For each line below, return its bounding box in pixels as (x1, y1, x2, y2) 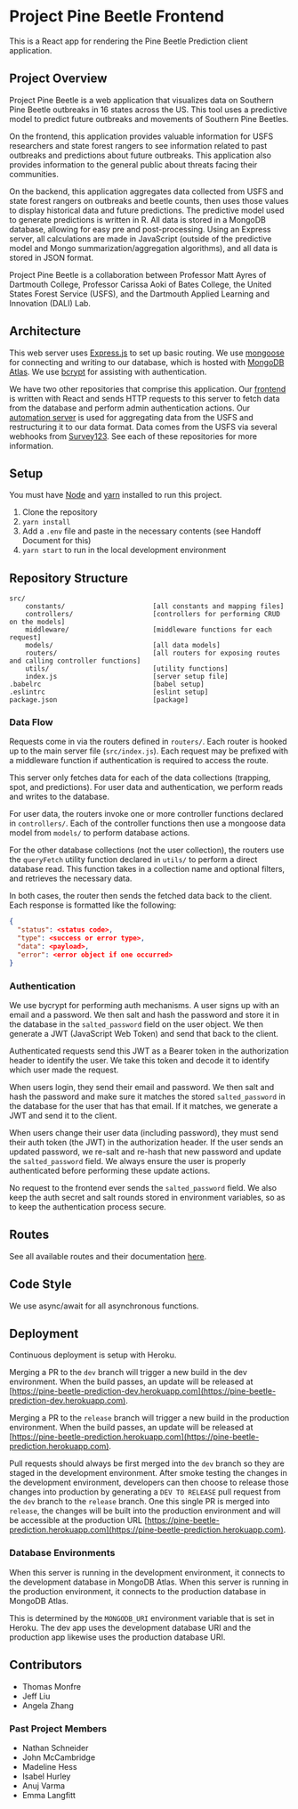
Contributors (9, 1658, 83, 1673)
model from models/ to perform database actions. (9, 827, 190, 838)
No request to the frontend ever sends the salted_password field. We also (9, 1183, 278, 1194)
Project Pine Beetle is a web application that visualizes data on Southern (9, 94, 274, 105)
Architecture (9, 323, 82, 339)
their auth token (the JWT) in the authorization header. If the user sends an (9, 1137, 284, 1148)
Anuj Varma (21, 1780, 65, 1791)
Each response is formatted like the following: (9, 900, 177, 910)
